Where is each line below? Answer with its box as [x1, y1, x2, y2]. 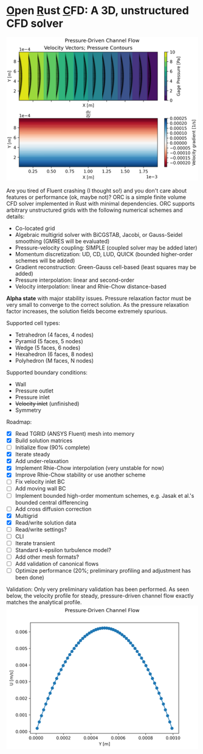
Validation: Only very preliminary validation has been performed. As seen [6, 585, 190, 593]
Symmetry [15, 406, 41, 414]
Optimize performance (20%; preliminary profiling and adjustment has [15, 567, 191, 574]
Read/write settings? [15, 526, 67, 533]
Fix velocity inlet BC [15, 478, 65, 486]
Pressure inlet [15, 393, 50, 400]
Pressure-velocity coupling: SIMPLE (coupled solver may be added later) [15, 244, 198, 251]
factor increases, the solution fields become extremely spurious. [6, 307, 168, 315]
